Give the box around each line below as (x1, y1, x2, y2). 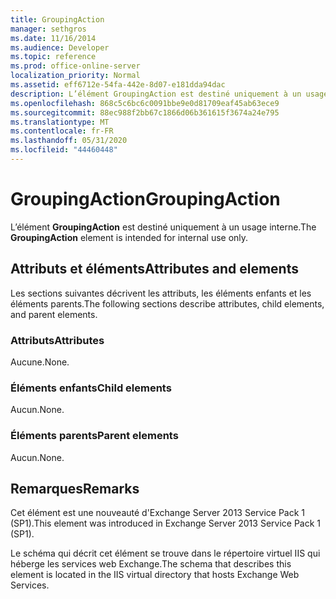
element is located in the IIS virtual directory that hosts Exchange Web (10, 569, 300, 581)
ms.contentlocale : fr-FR (10, 126, 114, 136)
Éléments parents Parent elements (10, 429, 179, 443)
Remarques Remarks (10, 480, 140, 497)
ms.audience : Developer (10, 42, 110, 53)
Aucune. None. (10, 356, 70, 368)
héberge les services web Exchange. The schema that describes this (10, 558, 292, 570)
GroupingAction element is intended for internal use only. (10, 231, 249, 243)
